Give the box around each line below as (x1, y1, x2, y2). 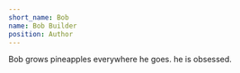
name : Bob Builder (8, 21, 77, 30)
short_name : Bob (8, 12, 69, 22)
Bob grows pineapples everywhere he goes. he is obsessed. (8, 54, 233, 65)
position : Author (8, 29, 74, 38)
